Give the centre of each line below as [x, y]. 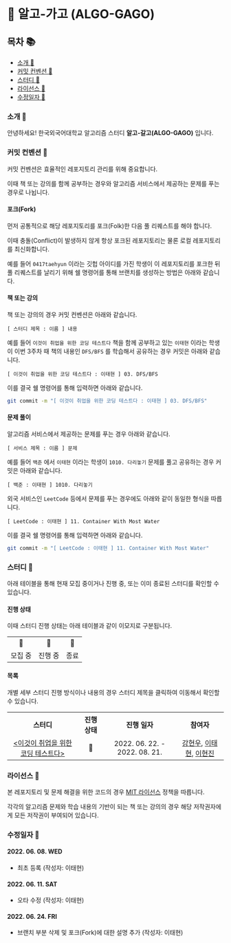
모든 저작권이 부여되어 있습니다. [56, 815]
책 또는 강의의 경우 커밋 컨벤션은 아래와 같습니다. [72, 315]
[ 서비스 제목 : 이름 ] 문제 [42, 449]
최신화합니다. [32, 249]
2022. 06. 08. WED [35, 851]
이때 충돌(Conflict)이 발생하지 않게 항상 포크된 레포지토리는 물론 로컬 [99, 240]
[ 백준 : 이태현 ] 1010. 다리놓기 [50, 485]
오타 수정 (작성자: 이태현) [51, 900]
